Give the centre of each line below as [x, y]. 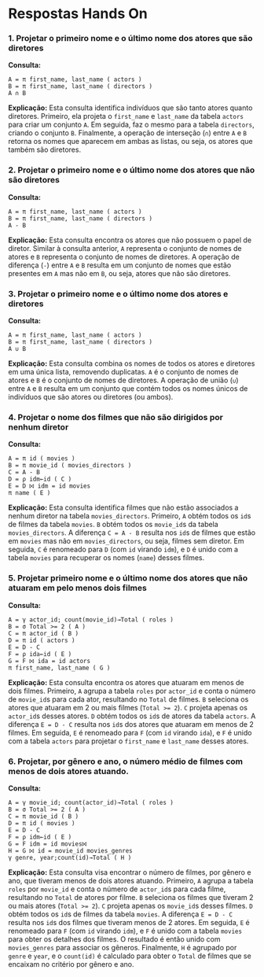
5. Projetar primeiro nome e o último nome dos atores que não [128, 578]
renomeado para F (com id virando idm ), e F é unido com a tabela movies [125, 931]
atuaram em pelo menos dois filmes [77, 588]
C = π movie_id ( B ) [44, 816]
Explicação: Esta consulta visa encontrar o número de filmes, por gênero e [130, 872]
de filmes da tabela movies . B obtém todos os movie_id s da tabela [113, 525]
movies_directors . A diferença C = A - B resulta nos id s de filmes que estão [132, 533]
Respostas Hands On [78, 14]
